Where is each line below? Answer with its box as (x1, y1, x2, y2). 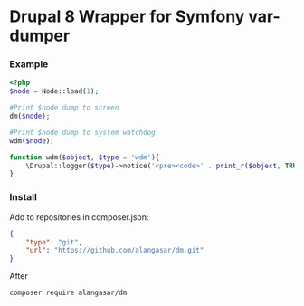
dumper (9, 25, 71, 46)
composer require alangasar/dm (9, 288, 128, 298)
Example (9, 58, 49, 71)
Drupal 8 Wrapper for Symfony (9, 6, 245, 27)
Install (9, 191, 38, 204)
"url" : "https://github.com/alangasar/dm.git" (25, 246, 204, 255)
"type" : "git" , (25, 237, 83, 246)
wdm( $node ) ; (9, 136, 54, 146)
